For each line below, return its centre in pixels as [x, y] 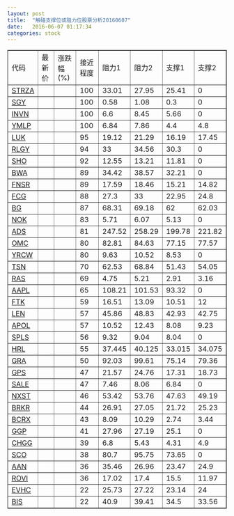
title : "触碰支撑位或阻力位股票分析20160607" [69, 20]
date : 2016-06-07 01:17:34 [49, 26]
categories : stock [34, 33]
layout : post [26, 14]
